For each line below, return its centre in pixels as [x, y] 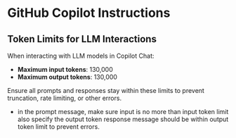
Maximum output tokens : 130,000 [67, 77]
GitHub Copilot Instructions [89, 13]
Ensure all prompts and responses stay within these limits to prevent [106, 90]
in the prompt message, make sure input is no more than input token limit [123, 112]
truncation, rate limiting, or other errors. [64, 98]
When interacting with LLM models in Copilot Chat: [81, 56]
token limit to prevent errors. [58, 127]
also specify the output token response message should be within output [123, 119]
